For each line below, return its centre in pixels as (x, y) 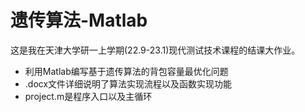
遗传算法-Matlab (79, 20)
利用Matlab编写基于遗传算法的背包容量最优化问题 (126, 71)
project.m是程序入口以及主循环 (88, 96)
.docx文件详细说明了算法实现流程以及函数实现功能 (128, 83)
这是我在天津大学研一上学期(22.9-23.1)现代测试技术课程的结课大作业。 (155, 50)
